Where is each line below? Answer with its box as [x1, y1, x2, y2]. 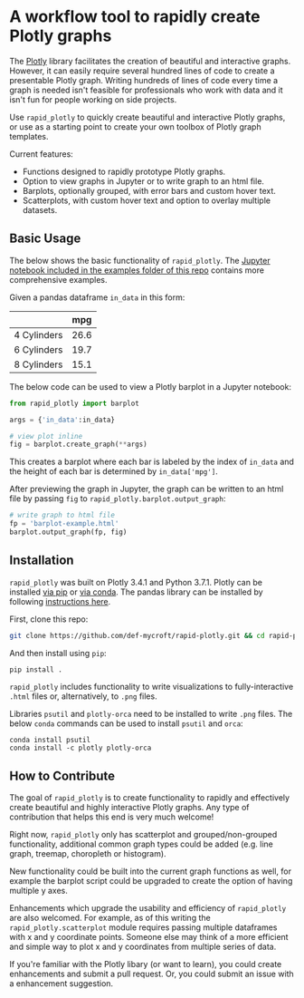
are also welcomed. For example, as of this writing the [9, 913, 211, 924]
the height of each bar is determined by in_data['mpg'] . [9, 466, 219, 477]
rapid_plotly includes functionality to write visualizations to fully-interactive [9, 682, 294, 693]
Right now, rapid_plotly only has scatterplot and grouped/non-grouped [9, 829, 278, 840]
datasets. [22, 204, 58, 215]
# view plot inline [9, 431, 83, 441]
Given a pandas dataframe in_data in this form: [9, 292, 185, 303]
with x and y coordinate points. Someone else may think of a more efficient [9, 932, 289, 943]
